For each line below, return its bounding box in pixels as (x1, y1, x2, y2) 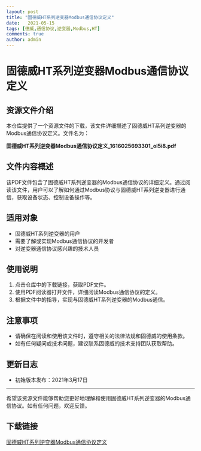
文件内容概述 (6, 161, 54, 172)
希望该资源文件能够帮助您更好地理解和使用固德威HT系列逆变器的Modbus (6, 395, 186, 402)
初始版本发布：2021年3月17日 (14, 376, 88, 384)
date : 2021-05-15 (6, 20, 55, 26)
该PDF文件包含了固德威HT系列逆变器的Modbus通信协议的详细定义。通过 (6, 178, 185, 186)
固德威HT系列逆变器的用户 (14, 230, 81, 237)
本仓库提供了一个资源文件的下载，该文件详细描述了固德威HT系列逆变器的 (6, 122, 187, 129)
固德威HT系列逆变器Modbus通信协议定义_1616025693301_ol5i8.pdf (6, 142, 176, 149)
